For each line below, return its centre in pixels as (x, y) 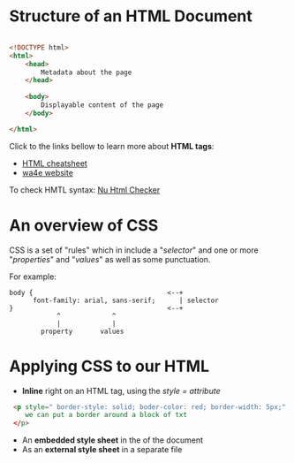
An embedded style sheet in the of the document (113, 440)
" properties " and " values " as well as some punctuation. (110, 259)
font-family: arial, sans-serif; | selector (125, 300)
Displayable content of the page (102, 105)
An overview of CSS (84, 225)
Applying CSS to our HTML (109, 366)
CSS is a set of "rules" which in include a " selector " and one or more (134, 250)
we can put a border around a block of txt (106, 415)
